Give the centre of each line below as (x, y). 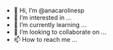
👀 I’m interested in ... (42, 18)
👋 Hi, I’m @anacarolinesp (49, 10)
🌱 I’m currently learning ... (50, 25)
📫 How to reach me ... (45, 40)
